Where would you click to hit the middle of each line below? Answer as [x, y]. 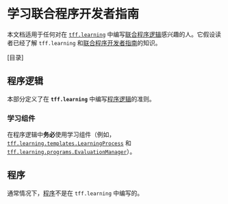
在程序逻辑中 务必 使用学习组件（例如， [61, 135]
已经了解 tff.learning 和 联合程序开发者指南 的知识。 [87, 42]
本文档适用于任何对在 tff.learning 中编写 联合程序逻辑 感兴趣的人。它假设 [111, 34]
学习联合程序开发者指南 [73, 14]
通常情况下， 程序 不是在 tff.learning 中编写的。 [75, 193]
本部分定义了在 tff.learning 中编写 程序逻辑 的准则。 [81, 99]
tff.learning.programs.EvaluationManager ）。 [72, 152]
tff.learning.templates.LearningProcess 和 [69, 143]
